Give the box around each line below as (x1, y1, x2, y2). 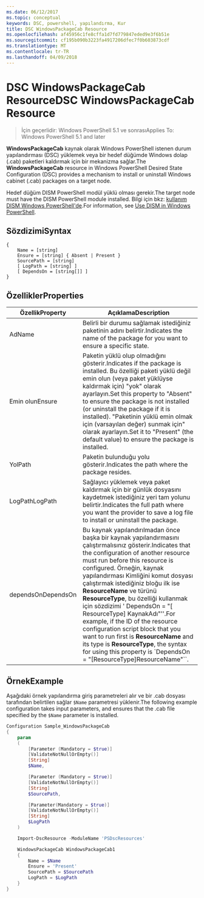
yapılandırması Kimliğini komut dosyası (83, 572, 193, 580)
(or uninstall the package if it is (83, 405, 171, 413)
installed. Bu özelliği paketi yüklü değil (83, 367, 191, 375)
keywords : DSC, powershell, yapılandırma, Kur (6, 20, 126, 26)
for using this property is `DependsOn (83, 648, 190, 656)
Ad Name (9, 330, 35, 339)
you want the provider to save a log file (83, 508, 193, 517)
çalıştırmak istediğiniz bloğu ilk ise (83, 579, 180, 588)
